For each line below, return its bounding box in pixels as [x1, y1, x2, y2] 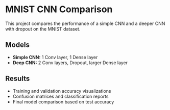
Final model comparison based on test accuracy [12, 98, 114, 105]
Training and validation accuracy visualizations [12, 88, 111, 94]
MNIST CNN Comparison [5, 4, 113, 15]
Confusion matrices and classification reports [12, 93, 109, 99]
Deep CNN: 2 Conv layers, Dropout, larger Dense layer [12, 60, 128, 66]
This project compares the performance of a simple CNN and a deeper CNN [5, 20, 165, 26]
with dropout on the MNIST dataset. [5, 25, 81, 32]
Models [5, 41, 30, 49]
